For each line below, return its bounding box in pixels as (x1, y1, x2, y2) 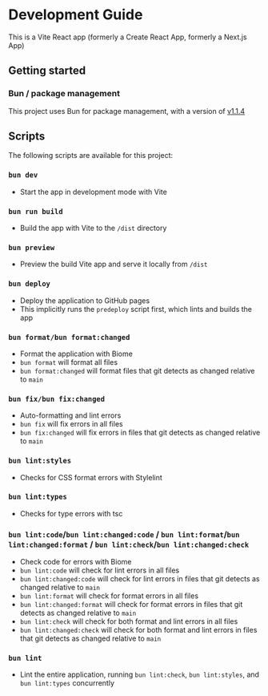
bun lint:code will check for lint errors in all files (19, 565, 180, 575)
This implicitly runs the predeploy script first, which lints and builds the (19, 304, 252, 314)
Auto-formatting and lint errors (19, 411, 122, 420)
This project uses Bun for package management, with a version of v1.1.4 (8, 106, 246, 115)
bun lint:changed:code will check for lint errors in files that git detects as (19, 574, 260, 584)
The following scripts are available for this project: (8, 151, 174, 160)
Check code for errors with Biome (19, 557, 132, 567)
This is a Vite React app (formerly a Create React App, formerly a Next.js (8, 32, 247, 42)
